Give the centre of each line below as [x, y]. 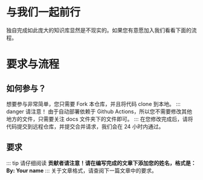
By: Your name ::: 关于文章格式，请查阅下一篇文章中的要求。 [82, 170]
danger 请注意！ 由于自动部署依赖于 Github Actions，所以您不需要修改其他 [99, 111]
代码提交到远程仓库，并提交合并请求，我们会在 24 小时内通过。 [85, 126]
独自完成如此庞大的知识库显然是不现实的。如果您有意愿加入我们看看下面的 [99, 30]
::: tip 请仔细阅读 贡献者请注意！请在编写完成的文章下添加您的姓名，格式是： [101, 163]
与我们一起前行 [43, 12]
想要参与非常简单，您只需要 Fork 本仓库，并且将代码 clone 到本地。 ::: [94, 104]
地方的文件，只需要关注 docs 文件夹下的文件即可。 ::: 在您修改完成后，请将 [100, 119]
